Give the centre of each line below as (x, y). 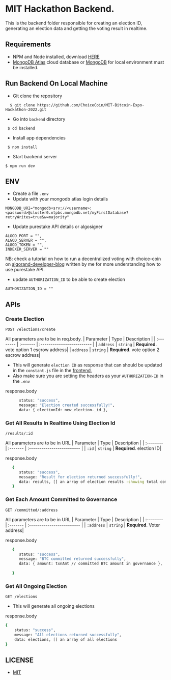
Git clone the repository (37, 96)
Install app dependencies (39, 137)
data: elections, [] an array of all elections (66, 639)
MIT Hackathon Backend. (60, 9)
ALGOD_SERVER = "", (26, 240)
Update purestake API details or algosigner (58, 226)
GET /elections (21, 597)
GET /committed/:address (32, 510)
